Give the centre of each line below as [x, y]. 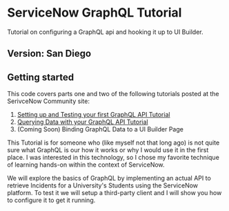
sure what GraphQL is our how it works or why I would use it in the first [108, 150]
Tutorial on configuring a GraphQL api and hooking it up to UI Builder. [105, 32]
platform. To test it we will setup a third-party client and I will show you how [114, 193]
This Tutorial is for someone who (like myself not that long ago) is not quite [113, 143]
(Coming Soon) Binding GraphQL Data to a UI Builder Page [100, 129]
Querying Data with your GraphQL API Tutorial [82, 122]
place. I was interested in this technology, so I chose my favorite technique [113, 158]
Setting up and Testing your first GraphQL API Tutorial [93, 115]
